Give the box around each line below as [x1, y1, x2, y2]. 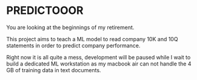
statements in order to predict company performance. [6, 42, 141, 49]
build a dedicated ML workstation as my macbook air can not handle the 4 [6, 60, 192, 67]
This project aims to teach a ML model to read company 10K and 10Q [6, 35, 178, 42]
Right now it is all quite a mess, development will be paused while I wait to [6, 53, 191, 61]
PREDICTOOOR [6, 4, 84, 18]
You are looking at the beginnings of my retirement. [6, 24, 135, 31]
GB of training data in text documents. [6, 66, 101, 73]
